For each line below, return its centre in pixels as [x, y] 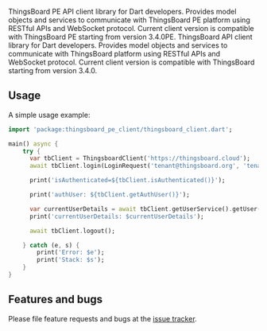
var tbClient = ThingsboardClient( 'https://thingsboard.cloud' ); [139, 158]
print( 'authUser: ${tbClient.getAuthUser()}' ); [110, 195]
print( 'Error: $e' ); [71, 253]
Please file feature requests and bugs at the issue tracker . [103, 318]
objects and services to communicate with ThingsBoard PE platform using [129, 20]
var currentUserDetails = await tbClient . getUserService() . [131, 209]
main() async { [33, 144]
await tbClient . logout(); [72, 231]
